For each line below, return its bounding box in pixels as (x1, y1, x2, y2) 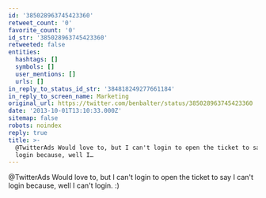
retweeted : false (8, 41, 66, 49)
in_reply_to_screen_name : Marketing (8, 92, 129, 100)
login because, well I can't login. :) (8, 181, 120, 190)
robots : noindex (8, 121, 62, 129)
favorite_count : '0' (8, 26, 77, 34)
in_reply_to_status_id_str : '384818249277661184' (8, 84, 176, 93)
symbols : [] (15, 63, 55, 71)
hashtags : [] (15, 56, 59, 64)
